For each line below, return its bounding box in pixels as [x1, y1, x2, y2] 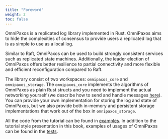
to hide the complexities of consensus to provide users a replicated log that [5, 35, 161, 41]
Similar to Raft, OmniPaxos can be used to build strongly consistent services [5, 50, 163, 56]
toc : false [5, 16, 28, 21]
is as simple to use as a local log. [5, 41, 74, 47]
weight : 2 [5, 12, 26, 17]
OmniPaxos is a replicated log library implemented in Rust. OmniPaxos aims [5, 30, 162, 36]
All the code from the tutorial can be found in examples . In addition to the [5, 118, 157, 124]
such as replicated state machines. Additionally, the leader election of [5, 56, 149, 62]
